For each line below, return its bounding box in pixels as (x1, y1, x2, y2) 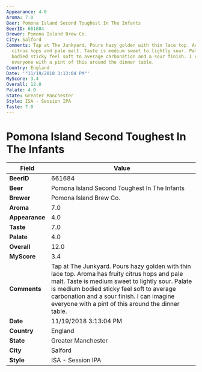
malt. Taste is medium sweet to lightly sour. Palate (50, 277, 192, 285)
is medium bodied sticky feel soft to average (50, 285, 176, 293)
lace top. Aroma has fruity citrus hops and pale (50, 270, 183, 278)
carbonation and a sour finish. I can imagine (50, 292, 175, 300)
